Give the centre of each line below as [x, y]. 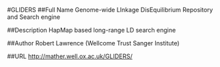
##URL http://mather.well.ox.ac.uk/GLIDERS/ [70, 56]
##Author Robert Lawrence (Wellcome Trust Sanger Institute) [93, 43]
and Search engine [33, 17]
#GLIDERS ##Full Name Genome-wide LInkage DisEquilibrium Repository [110, 10]
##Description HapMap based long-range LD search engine [92, 30]
